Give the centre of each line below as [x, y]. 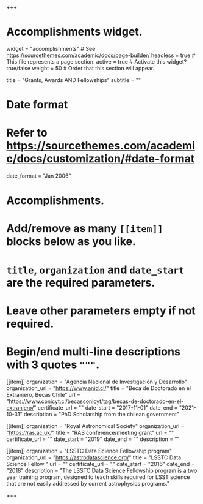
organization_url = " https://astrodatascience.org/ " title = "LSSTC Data [94, 457]
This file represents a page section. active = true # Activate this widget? [97, 61]
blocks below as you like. [71, 242]
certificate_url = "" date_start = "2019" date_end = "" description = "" [93, 439]
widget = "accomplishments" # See [51, 48]
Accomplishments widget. [74, 32]
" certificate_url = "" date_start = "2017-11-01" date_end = [105, 407]
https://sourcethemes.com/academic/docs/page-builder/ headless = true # [101, 55]
